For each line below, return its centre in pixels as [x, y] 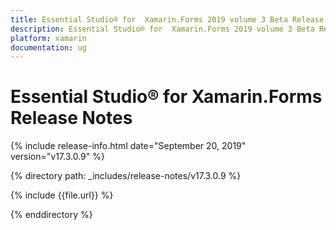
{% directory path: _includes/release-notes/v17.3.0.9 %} [126, 176]
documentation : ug [48, 47]
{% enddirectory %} [51, 215]
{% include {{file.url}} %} [62, 195]
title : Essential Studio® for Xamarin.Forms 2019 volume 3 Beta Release [167, 19]
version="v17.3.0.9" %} [57, 157]
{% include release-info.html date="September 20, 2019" [128, 146]
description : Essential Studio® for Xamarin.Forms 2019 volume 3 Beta [162, 29]
